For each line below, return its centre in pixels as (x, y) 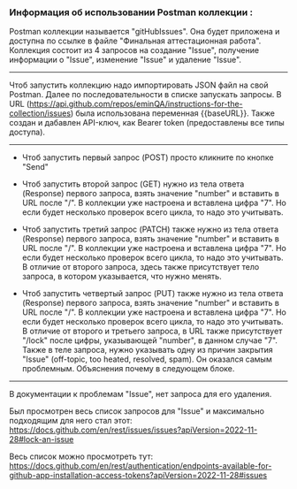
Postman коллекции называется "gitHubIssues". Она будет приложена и (145, 32)
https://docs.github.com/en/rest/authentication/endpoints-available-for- (141, 466)
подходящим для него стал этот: (71, 421)
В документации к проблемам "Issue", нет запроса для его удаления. (141, 394)
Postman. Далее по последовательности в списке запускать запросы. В (145, 95)
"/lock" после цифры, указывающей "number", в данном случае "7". (150, 340)
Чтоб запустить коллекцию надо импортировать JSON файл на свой (139, 85)
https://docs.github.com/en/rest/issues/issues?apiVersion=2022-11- (133, 430)
